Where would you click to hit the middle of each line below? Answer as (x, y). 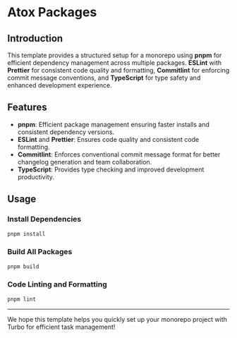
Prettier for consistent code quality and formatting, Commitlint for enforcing (119, 70)
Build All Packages (40, 252)
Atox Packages (52, 12)
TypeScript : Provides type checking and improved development (111, 169)
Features (27, 108)
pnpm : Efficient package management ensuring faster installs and (114, 124)
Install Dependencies (44, 219)
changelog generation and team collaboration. (85, 162)
